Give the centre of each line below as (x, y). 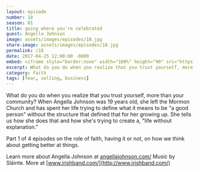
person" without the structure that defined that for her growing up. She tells (99, 115)
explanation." (22, 127)
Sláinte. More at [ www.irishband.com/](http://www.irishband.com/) (88, 163)
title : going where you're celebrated (54, 28)
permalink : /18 (25, 51)
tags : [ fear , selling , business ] (48, 78)
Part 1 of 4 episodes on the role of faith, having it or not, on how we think (95, 139)
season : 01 (20, 23)
